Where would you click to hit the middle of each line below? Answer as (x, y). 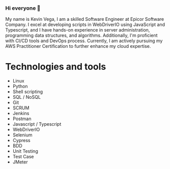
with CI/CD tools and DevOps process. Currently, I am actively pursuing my (84, 41)
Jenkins (21, 114)
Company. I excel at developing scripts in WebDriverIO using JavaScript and (85, 24)
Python (20, 87)
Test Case (23, 157)
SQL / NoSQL (26, 97)
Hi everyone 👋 (23, 8)
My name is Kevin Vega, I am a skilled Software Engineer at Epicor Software (85, 19)
